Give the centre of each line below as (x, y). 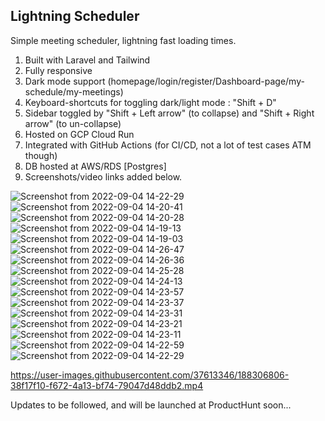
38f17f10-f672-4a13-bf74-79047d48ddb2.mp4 (107, 385)
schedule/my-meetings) (74, 91)
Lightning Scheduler (75, 16)
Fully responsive (58, 70)
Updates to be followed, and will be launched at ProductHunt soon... (151, 405)
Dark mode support (65, 81)
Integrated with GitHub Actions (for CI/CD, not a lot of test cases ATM (168, 145)
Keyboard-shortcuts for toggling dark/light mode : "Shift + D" (150, 102)
